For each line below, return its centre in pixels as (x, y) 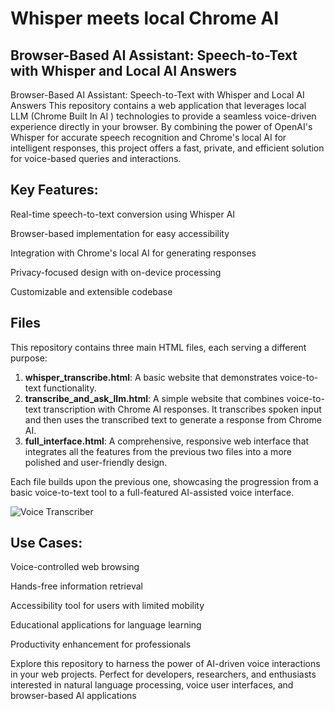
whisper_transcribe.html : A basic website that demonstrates (151, 377)
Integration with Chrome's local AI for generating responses (133, 253)
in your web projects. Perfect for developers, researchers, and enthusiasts (163, 674)
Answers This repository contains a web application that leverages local (158, 105)
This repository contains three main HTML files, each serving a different (158, 347)
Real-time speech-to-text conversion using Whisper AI (123, 214)
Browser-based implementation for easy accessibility (120, 233)
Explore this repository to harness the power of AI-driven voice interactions (165, 664)
